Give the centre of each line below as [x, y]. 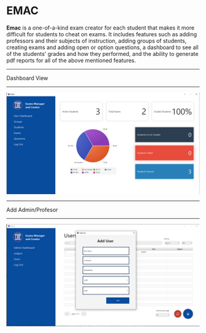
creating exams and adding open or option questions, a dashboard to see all [103, 47]
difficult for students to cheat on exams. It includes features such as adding [102, 34]
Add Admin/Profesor [32, 210]
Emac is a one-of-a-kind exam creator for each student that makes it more [101, 28]
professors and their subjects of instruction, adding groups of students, [97, 41]
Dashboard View [27, 78]
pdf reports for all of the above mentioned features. [71, 60]
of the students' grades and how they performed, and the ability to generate [102, 53]
